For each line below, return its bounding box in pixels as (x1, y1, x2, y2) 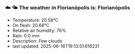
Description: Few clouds (12, 38, 62, 44)
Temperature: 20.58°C (12, 17, 59, 23)
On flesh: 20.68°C (12, 23, 50, 28)
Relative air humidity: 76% (12, 27, 66, 33)
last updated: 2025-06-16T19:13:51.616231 (12, 43, 100, 49)
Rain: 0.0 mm (12, 33, 40, 39)
